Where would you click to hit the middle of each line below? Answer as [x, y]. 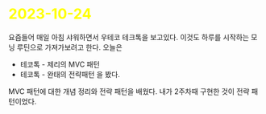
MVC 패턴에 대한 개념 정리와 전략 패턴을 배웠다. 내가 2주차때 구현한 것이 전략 [129, 91]
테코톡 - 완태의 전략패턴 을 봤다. [70, 74]
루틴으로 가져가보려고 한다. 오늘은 [69, 47]
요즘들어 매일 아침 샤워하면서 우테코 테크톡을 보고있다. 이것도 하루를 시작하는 [129, 37]
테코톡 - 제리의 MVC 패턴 [60, 64]
